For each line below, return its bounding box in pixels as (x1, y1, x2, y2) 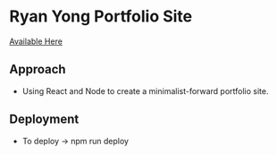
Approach (9, 62, 66, 77)
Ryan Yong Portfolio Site (9, 6, 193, 27)
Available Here (9, 36, 63, 47)
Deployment (9, 112, 80, 127)
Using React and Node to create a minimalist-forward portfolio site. (21, 85, 270, 96)
